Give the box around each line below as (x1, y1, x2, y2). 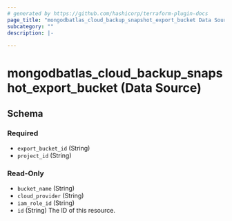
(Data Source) (120, 80, 202, 96)
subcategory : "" (7, 23, 54, 30)
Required (7, 128, 39, 138)
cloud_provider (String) (17, 191, 84, 200)
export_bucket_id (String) (17, 144, 90, 152)
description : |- (7, 29, 54, 37)
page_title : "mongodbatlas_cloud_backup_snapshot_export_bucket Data (7, 17, 212, 23)
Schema (7, 108, 43, 119)
